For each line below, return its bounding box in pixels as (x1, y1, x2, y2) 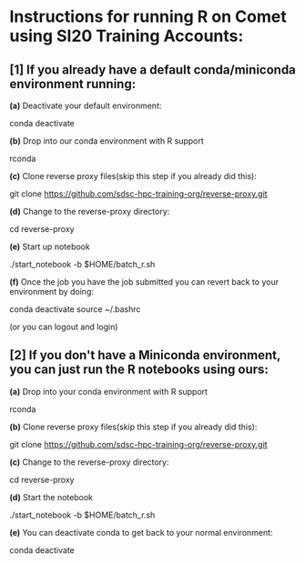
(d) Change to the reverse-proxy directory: (9, 206, 170, 216)
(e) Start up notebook (9, 241, 91, 252)
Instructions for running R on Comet (9, 6, 287, 27)
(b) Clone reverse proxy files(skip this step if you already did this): (9, 421, 258, 432)
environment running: (9, 75, 137, 92)
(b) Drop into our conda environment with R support (9, 136, 205, 146)
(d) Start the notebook (9, 491, 94, 502)
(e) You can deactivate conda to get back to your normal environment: (9, 527, 273, 538)
